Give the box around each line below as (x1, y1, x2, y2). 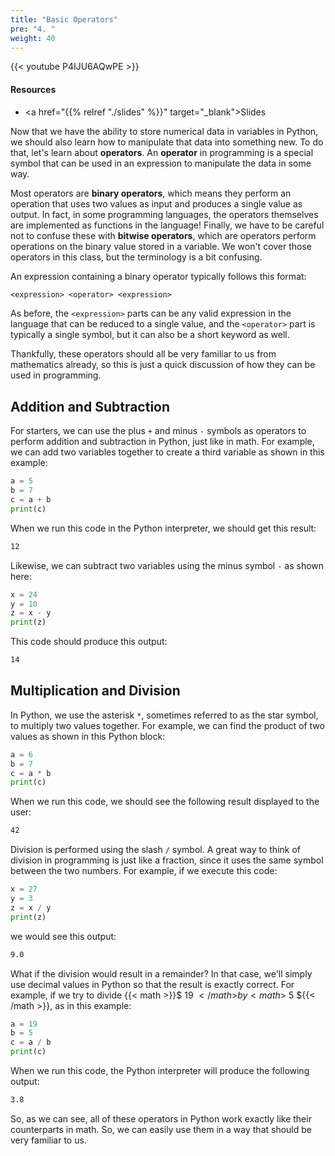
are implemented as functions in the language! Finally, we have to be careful (10, 219, 325, 231)
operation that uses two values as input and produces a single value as (10, 197, 303, 210)
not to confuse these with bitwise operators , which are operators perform (10, 229, 317, 241)
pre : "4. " (10, 24, 56, 34)
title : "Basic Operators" (10, 14, 118, 25)
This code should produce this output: (10, 636, 168, 648)
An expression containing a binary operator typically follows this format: (10, 270, 307, 282)
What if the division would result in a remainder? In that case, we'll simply (10, 967, 313, 980)
